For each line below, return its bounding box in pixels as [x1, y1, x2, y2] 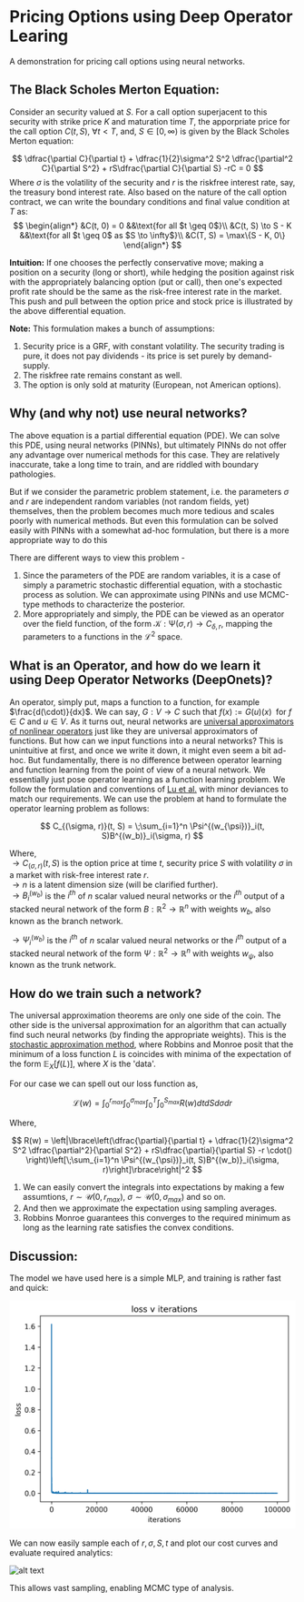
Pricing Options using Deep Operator [9, 6, 293, 27]
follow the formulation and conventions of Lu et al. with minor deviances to [9, 783, 289, 794]
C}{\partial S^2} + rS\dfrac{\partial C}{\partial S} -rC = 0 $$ [41, 162, 264, 174]
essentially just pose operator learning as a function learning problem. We [9, 773, 286, 784]
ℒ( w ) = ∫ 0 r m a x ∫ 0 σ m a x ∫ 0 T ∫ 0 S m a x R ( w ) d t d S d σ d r [72, 1096, 233, 1111]
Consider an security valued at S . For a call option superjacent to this [9, 106, 268, 117]
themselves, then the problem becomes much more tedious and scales [9, 505, 275, 516]
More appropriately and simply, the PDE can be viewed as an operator [22, 608, 285, 620]
